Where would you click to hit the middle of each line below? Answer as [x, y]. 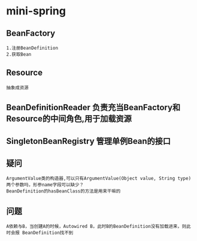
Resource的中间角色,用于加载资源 [69, 119]
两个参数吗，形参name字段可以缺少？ [45, 185]
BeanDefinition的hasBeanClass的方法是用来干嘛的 [63, 191]
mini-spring [36, 11]
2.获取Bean [19, 55]
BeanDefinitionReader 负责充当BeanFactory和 [93, 108]
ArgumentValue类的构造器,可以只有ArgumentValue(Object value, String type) [99, 179]
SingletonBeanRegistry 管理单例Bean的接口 [89, 141]
